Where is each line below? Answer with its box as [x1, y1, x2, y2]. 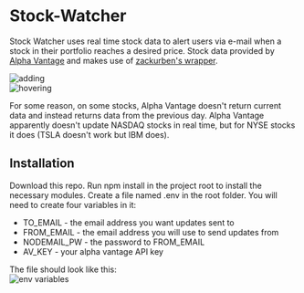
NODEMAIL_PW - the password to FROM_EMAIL [22, 236, 205, 247]
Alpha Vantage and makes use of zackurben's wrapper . [9, 55, 218, 66]
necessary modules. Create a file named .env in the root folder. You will [9, 189, 278, 201]
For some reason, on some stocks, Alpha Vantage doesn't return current [9, 99, 281, 110]
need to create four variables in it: [9, 199, 137, 210]
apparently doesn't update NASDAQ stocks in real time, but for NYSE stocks [9, 120, 296, 131]
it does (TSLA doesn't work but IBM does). [9, 129, 170, 140]
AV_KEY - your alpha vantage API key [22, 246, 164, 256]
